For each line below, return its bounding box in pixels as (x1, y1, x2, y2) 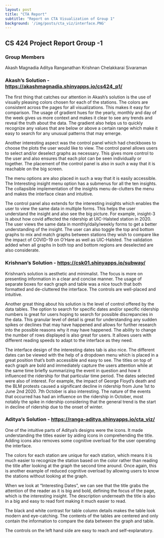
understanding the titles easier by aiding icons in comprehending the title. (5, 432, 154, 438)
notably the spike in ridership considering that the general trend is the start (5, 399, 156, 404)
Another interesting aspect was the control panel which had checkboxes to (5, 140, 157, 146)
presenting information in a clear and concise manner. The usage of (5, 276, 142, 282)
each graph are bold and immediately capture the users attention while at (5, 362, 153, 368)
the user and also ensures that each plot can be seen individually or (5, 156, 142, 161)
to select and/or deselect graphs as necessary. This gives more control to (5, 150, 154, 157)
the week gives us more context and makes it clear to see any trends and (5, 115, 153, 121)
